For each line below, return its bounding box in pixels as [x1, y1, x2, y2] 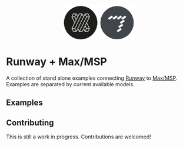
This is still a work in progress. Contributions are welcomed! [6, 133, 151, 140]
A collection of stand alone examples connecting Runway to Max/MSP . [6, 74, 178, 82]
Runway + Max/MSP [6, 55, 107, 69]
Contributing [6, 117, 54, 128]
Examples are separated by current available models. [6, 80, 135, 87]
